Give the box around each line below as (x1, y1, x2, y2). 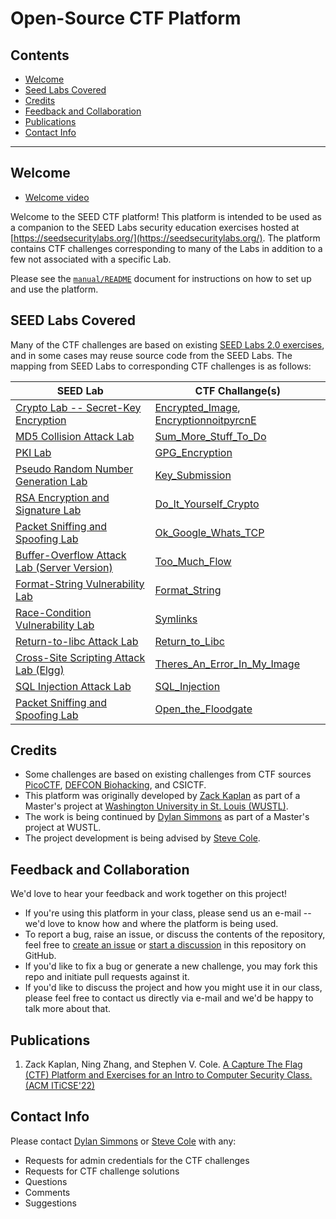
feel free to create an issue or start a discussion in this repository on (24, 939, 307, 951)
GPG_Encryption (154, 445, 233, 459)
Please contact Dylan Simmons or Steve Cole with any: (10, 1135, 237, 1147)
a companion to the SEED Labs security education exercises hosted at (10, 221, 300, 233)
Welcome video (24, 191, 90, 203)
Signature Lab (15, 503, 82, 517)
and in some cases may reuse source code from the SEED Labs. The (10, 349, 293, 361)
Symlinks (154, 612, 198, 626)
